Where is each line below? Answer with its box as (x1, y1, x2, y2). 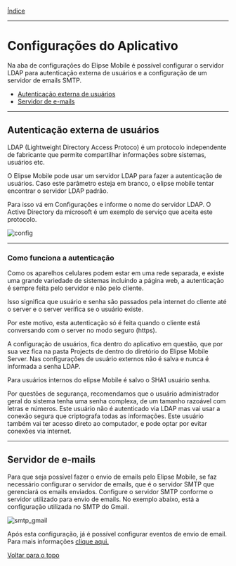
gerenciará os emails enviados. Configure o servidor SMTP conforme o (7, 487, 214, 496)
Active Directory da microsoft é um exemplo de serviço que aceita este (7, 208, 213, 216)
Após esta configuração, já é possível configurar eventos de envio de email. (7, 529, 227, 538)
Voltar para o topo (7, 551, 60, 559)
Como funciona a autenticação (7, 253, 114, 263)
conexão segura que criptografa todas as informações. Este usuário (7, 412, 204, 420)
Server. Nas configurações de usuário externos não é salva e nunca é (7, 355, 209, 363)
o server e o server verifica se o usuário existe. (7, 305, 144, 313)
